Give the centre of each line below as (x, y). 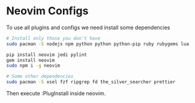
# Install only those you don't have (53, 38)
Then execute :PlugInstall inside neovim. (56, 93)
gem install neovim (31, 60)
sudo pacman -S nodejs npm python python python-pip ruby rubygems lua (97, 44)
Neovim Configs (47, 11)
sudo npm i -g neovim (33, 66)
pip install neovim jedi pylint (46, 55)
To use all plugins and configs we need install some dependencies (88, 27)
